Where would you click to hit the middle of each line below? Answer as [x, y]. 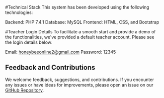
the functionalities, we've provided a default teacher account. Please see [80, 37]
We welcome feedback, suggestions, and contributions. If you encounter [80, 80]
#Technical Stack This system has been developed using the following [77, 7]
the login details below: [29, 42]
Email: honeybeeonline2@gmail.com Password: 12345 [61, 52]
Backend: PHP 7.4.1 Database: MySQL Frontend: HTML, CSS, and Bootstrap [82, 22]
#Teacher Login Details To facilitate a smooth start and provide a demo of [81, 32]
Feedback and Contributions [50, 67]
